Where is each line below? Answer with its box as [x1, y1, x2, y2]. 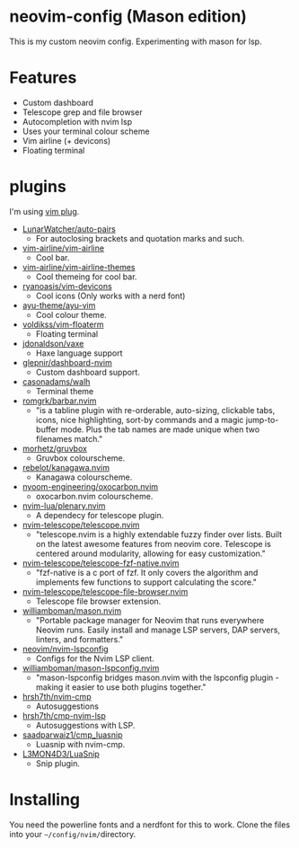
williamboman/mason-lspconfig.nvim [22, 662, 160, 673]
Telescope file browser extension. [35, 596, 162, 606]
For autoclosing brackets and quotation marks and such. [35, 233, 245, 243]
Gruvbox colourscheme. [35, 452, 126, 464]
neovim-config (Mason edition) [9, 6, 247, 27]
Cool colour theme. [35, 309, 108, 320]
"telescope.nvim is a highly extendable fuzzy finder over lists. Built [35, 528, 283, 540]
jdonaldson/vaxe [22, 338, 84, 349]
